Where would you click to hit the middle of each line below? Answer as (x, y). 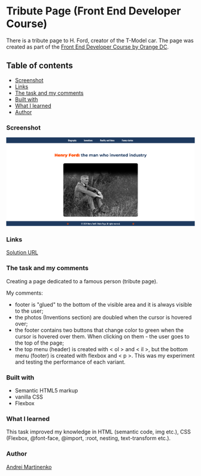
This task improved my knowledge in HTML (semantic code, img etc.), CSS (99, 432)
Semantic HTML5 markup (46, 390)
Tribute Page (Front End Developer (94, 11)
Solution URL (22, 253)
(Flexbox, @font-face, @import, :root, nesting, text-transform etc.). (89, 438)
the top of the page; (39, 343)
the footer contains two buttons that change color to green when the (99, 330)
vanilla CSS (29, 397)
